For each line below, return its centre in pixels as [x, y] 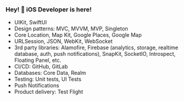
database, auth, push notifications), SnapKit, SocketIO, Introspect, [95, 54]
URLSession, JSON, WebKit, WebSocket [63, 42]
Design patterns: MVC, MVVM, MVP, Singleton [71, 29]
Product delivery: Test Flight [49, 92]
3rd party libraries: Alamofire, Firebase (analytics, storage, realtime [96, 48]
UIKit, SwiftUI [30, 23]
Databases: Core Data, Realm [50, 73]
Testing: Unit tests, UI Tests [47, 79]
